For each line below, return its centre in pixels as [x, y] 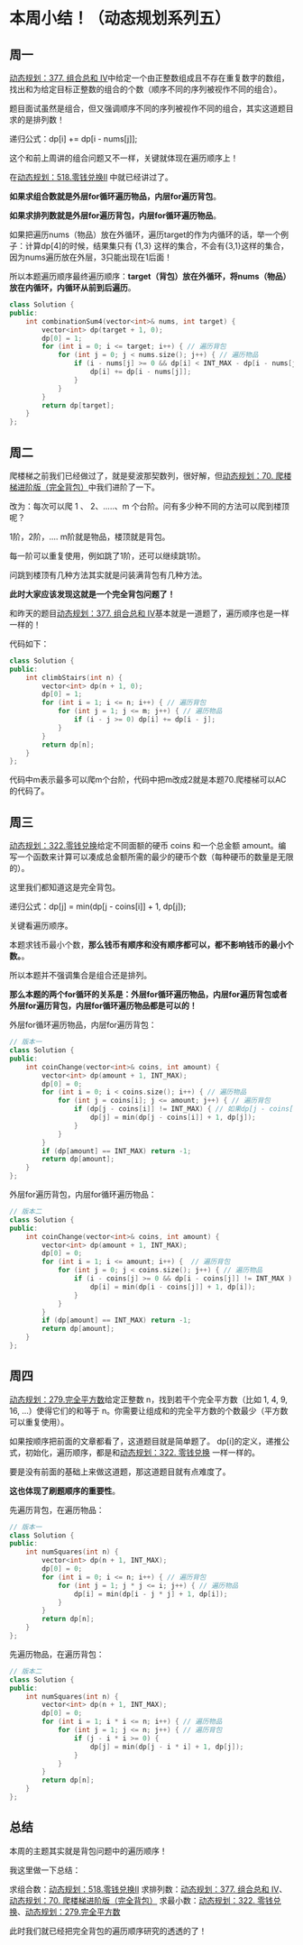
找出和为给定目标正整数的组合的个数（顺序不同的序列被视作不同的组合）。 [146, 89]
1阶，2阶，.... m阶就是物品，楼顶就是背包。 [90, 537]
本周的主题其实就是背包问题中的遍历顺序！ [88, 1850]
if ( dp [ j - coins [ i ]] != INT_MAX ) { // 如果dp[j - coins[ [184, 1109]
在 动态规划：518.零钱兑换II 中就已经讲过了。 [91, 177]
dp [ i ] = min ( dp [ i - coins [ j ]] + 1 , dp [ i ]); [173, 1287]
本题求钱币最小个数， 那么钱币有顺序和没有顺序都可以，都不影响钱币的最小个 [151, 945]
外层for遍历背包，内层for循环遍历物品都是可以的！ [104, 1005]
